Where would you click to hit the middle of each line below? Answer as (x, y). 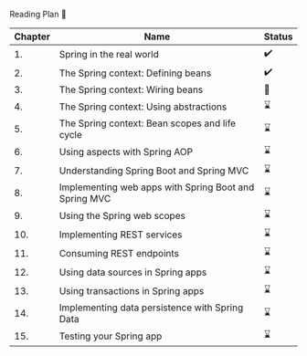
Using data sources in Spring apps (133, 272)
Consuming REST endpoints (119, 253)
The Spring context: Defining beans (135, 73)
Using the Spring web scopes (122, 215)
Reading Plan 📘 (38, 14)
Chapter (32, 37)
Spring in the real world (109, 54)
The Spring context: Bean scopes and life (147, 123)
